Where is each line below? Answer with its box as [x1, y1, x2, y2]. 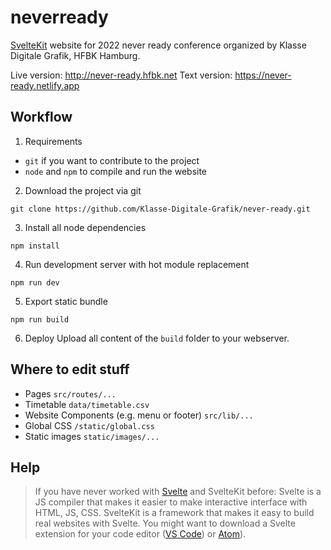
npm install [10, 241, 60, 251]
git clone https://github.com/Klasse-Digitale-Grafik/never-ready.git [10, 204, 311, 214]
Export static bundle [24, 295, 108, 307]
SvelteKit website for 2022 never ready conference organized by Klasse [10, 39, 307, 51]
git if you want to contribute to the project [24, 154, 200, 166]
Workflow [10, 109, 73, 126]
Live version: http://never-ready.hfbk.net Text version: [10, 69, 233, 81]
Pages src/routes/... [24, 387, 117, 400]
